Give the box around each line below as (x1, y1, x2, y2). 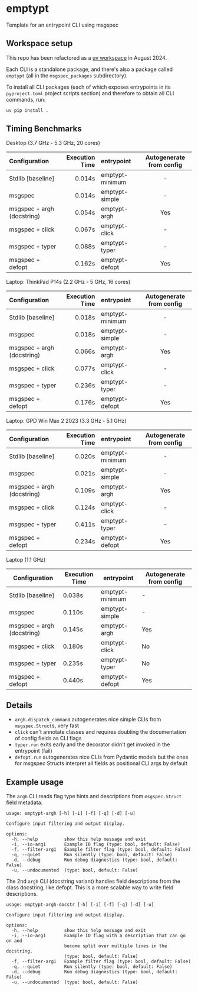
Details (6, 700, 32, 710)
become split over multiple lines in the (64, 943, 167, 949)
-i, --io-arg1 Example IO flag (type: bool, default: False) (11, 841, 181, 847)
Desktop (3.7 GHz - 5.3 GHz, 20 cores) (6, 140, 100, 147)
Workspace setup (6, 38, 73, 48)
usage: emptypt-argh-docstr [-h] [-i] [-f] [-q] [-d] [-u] (6, 902, 154, 908)
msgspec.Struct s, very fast (14, 722, 80, 729)
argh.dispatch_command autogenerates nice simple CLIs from (14, 716, 161, 723)
